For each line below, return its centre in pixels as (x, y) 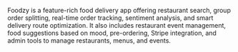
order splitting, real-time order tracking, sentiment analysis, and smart (110, 18)
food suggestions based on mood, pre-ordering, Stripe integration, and (112, 33)
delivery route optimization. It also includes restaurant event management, (117, 25)
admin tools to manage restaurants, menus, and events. (89, 41)
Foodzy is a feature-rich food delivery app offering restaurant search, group (119, 10)
